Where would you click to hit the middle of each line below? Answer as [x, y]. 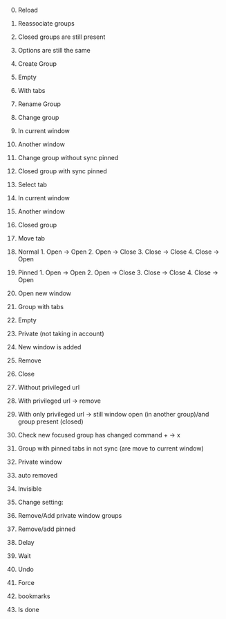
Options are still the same [54, 50]
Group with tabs [41, 307]
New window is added [49, 347]
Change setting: [41, 502]
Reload [28, 10]
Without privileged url [49, 387]
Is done [29, 610]
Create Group [37, 64]
